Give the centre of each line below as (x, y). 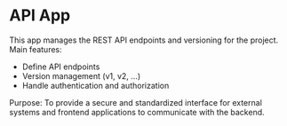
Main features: (36, 49)
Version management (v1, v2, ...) (81, 75)
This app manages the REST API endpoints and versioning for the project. (144, 40)
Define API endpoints (61, 67)
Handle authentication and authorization (96, 85)
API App (40, 16)
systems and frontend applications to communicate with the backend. (137, 112)
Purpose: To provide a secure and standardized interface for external (136, 102)
